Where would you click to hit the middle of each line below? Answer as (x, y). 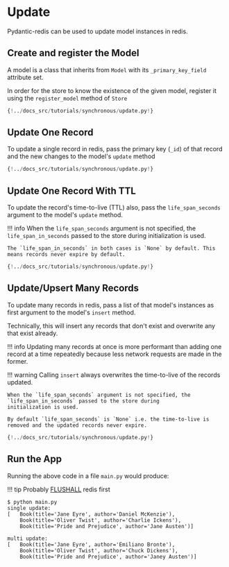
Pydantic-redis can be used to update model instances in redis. (98, 31)
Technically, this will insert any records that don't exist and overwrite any (111, 325)
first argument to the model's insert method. (71, 312)
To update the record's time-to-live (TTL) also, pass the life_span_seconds (114, 208)
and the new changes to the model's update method (81, 156)
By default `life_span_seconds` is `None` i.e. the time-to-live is (108, 419)
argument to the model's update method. (65, 215)
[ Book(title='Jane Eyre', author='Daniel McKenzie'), (91, 514)
